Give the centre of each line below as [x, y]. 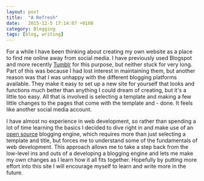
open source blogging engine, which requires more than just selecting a [96, 134]
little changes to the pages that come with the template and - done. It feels [100, 103]
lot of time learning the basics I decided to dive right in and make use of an [100, 128]
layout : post [23, 12]
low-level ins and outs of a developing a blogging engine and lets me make [100, 153]
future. [15, 173]
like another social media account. [49, 110]
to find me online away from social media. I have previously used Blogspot [99, 58]
